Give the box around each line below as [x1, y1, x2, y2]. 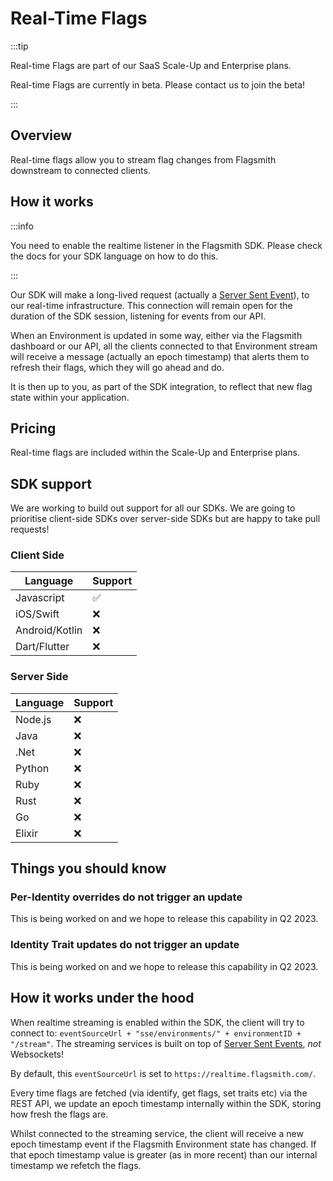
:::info [10, 220, 34, 232]
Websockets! [10, 1048, 64, 1060]
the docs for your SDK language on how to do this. [10, 250, 219, 262]
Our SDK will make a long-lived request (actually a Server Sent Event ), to [10, 288, 310, 301]
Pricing [10, 420, 57, 437]
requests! [10, 523, 50, 536]
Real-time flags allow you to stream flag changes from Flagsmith [10, 153, 277, 166]
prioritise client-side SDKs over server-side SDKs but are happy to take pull [10, 513, 321, 525]
